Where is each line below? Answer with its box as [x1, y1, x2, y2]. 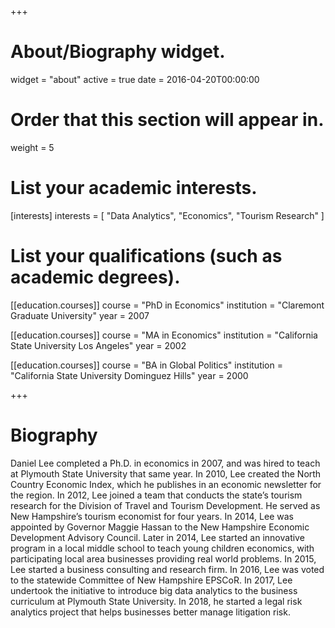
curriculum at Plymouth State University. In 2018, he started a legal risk [10, 595, 303, 607]
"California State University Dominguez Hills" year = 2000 [10, 369, 249, 381]
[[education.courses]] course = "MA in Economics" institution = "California [10, 329, 318, 341]
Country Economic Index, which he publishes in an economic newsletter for [10, 478, 322, 490]
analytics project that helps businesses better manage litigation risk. [10, 606, 291, 618]
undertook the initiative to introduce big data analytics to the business [10, 584, 298, 596]
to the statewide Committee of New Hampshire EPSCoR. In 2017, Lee [10, 574, 293, 586]
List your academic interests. [10, 177, 258, 200]
